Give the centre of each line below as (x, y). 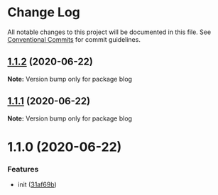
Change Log (44, 12)
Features (23, 169)
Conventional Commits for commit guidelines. (74, 39)
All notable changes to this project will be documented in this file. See (109, 32)
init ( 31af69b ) (37, 184)
